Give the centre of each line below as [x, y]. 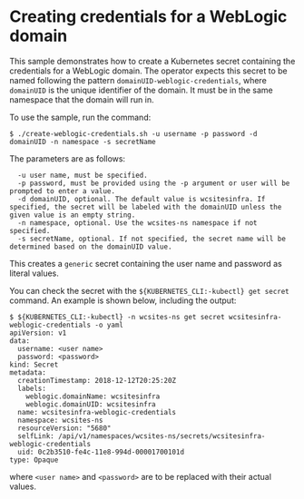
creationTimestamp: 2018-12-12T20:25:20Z [97, 380]
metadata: [28, 372]
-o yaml [109, 325]
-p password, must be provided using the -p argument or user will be [154, 183]
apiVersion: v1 [38, 333]
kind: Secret [34, 365]
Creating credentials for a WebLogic [148, 17]
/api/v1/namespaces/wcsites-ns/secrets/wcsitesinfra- [162, 436]
